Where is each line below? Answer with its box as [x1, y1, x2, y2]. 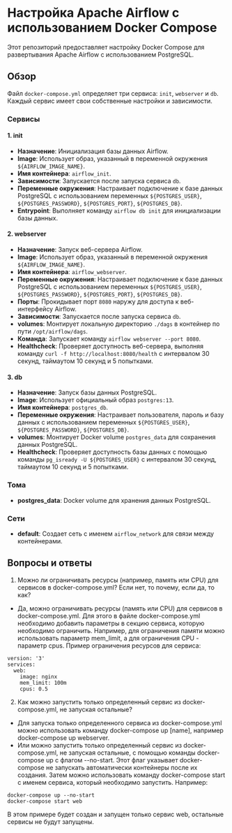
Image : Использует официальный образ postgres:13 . [17, 396, 174, 404]
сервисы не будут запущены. [7, 817, 94, 826]
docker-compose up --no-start [7, 792, 95, 799]
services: [7, 661, 36, 668]
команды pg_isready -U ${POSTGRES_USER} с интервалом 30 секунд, [17, 455, 217, 464]
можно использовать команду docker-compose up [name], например [17, 726, 224, 734]
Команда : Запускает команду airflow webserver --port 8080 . [17, 334, 201, 343]
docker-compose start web [7, 797, 82, 805]
